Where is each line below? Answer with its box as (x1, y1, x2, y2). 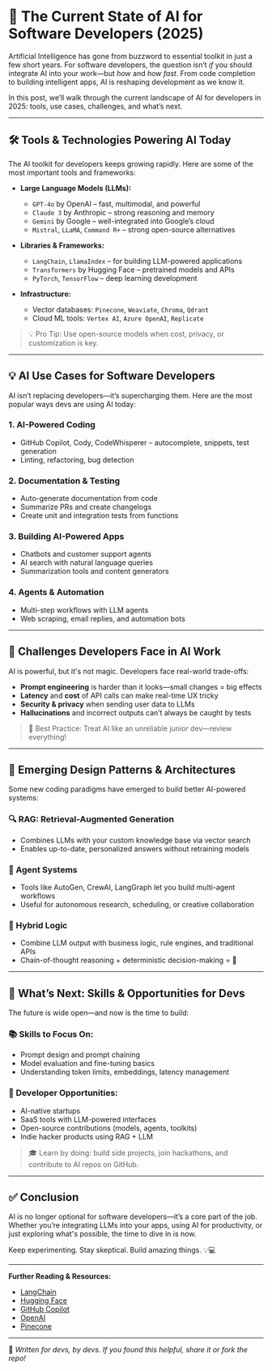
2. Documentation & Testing (8, 475, 121, 486)
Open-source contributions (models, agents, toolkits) (19, 1123, 198, 1132)
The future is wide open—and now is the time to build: (8, 1008, 189, 1018)
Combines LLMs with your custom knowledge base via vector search (19, 835, 251, 845)
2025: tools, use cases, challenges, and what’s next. (8, 101, 183, 111)
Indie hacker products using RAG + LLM (19, 1131, 154, 1141)
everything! (28, 732, 67, 741)
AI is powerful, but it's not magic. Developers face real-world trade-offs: (8, 666, 249, 676)
